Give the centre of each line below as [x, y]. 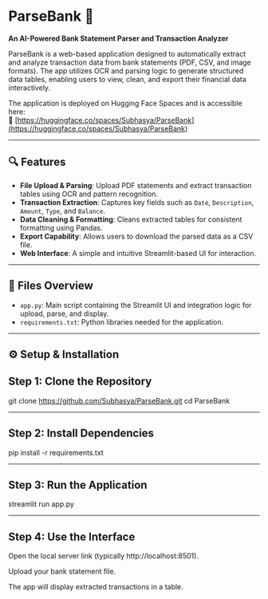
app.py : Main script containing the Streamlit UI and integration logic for [136, 305]
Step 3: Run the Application [78, 485]
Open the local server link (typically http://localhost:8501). [104, 556]
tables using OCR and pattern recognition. [89, 194]
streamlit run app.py [41, 504]
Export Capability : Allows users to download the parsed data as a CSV [136, 236]
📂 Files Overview [51, 286]
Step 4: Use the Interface [72, 536]
